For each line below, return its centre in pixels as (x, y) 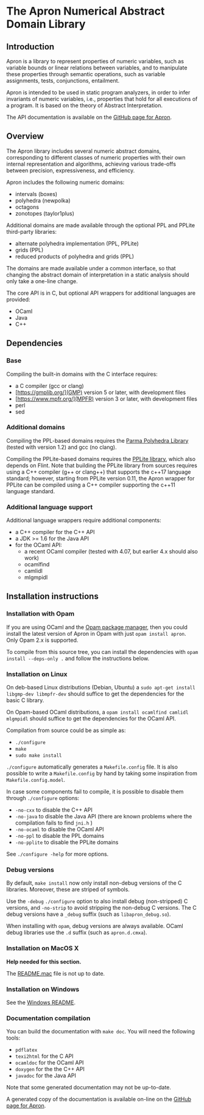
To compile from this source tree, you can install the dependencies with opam (102, 652)
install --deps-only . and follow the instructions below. (78, 658)
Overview (25, 136)
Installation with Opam (40, 614)
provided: (18, 299)
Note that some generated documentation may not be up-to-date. (89, 1088)
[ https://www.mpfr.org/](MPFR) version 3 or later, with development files (106, 399)
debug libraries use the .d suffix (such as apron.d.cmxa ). (77, 932)
